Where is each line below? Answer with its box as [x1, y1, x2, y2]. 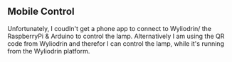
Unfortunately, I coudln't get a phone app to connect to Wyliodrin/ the [7, 24, 212, 32]
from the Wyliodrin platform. [7, 46, 90, 55]
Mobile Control [7, 6, 75, 18]
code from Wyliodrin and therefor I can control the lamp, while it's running [7, 39, 224, 48]
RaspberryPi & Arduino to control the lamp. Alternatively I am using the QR [7, 32, 225, 40]
